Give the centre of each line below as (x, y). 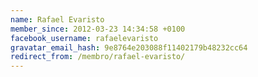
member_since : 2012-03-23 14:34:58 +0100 (98, 29)
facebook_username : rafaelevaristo (84, 38)
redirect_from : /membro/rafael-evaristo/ (98, 57)
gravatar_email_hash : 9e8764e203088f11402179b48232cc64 (129, 47)
